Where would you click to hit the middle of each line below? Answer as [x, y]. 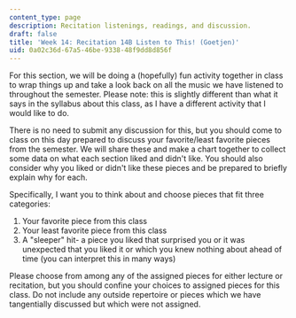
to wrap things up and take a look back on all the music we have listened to [146, 85]
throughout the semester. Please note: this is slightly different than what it [144, 95]
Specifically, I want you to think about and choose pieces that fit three [136, 195]
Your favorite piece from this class [85, 221]
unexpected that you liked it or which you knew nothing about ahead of [152, 250]
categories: [30, 204]
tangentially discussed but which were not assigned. [105, 304]
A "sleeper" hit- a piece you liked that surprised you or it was [133, 240]
